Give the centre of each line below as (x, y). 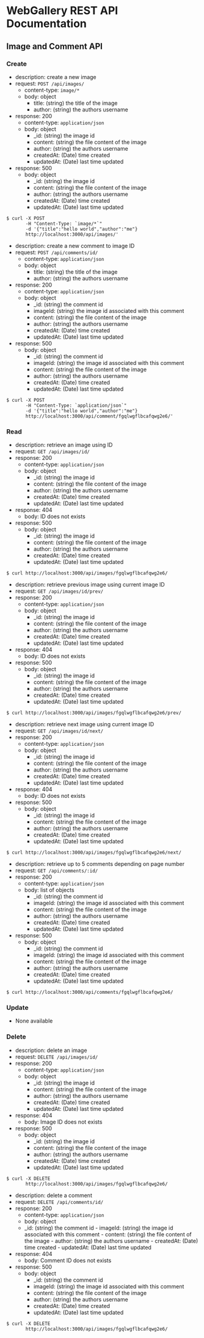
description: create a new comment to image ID (75, 246)
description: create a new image (56, 77)
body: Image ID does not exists (63, 1122)
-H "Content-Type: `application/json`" (76, 405)
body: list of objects (49, 890)
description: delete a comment (54, 1195)
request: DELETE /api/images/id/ (56, 1056)
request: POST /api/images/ (49, 83)
